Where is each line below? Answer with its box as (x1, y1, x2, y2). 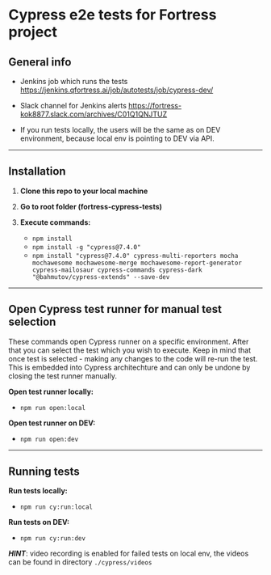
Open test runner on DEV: (8, 418, 96, 428)
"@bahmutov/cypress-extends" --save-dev (31, 273, 170, 281)
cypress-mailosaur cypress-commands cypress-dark (31, 265, 203, 274)
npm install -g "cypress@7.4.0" (31, 243, 141, 252)
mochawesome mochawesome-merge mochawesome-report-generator (31, 259, 242, 267)
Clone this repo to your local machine (19, 186, 148, 196)
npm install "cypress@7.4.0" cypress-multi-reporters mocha (31, 252, 239, 260)
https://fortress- (127, 101, 182, 110)
